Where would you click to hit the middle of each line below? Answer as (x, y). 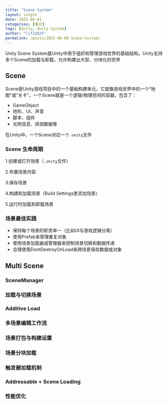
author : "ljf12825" (26, 33)
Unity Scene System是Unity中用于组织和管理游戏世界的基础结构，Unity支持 (84, 53)
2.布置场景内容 (21, 172)
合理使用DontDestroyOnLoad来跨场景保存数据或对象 (67, 249)
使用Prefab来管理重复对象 (39, 237)
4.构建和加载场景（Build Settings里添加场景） (53, 193)
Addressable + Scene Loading (43, 382)
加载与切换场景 (24, 295)
